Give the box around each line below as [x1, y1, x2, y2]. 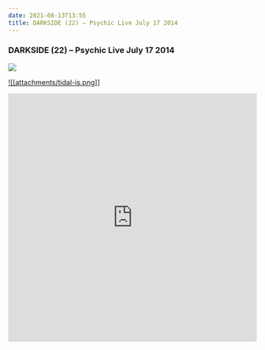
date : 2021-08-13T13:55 [8, 11, 87, 20]
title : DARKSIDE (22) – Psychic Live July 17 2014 [8, 19, 178, 27]
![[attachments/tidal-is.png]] [8, 77, 100, 87]
